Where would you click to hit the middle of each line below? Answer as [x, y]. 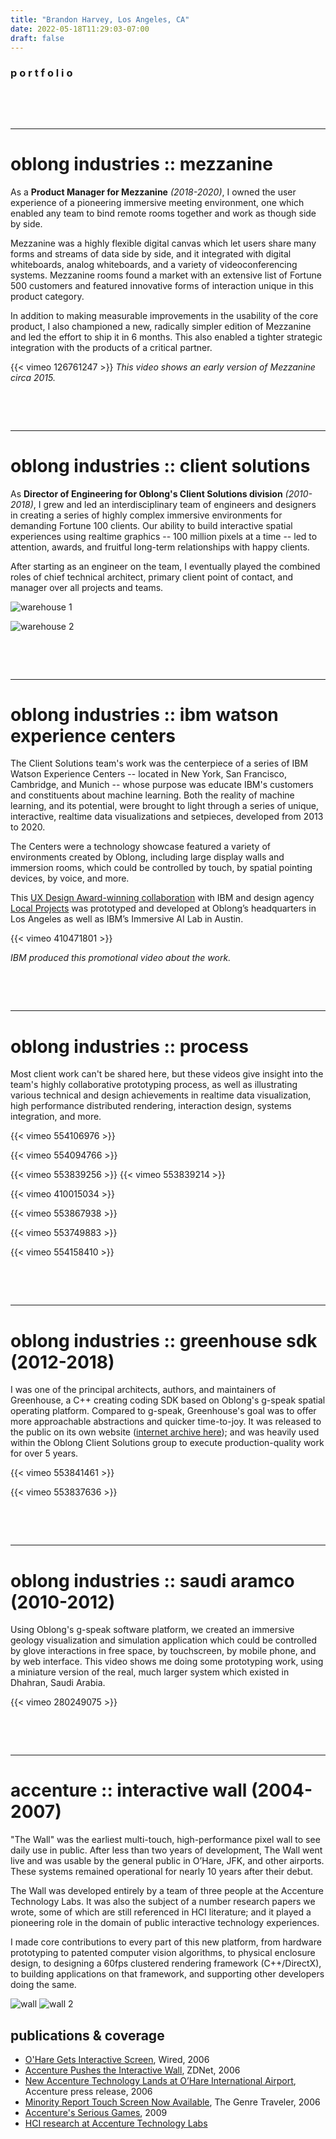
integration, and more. [56, 1117]
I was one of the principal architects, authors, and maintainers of [143, 1390]
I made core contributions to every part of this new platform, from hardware [166, 1942]
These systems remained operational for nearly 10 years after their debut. [162, 1872]
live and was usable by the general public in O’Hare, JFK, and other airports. [167, 1861]
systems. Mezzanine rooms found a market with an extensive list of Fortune [166, 275]
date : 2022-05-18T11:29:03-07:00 [80, 29]
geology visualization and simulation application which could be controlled [163, 1640]
